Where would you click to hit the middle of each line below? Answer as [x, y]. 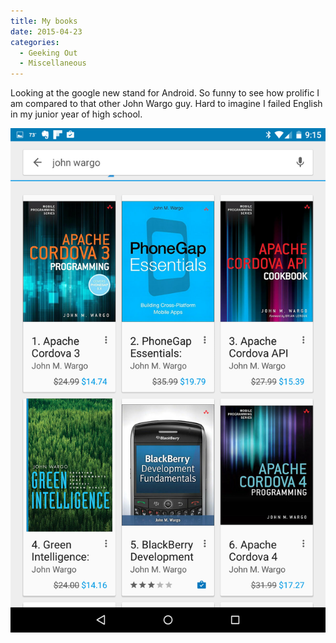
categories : [35, 42]
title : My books [44, 21]
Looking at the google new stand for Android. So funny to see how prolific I [165, 93]
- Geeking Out [48, 53]
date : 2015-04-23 [46, 31]
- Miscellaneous [53, 63]
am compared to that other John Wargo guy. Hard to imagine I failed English [166, 104]
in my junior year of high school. [76, 114]
